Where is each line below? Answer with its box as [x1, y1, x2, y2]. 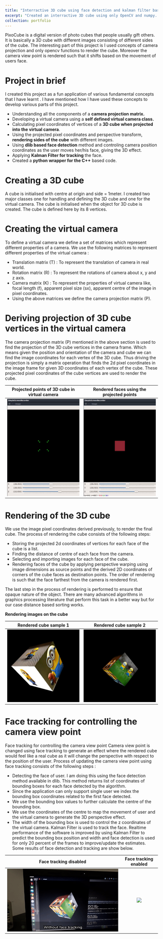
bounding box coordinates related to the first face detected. [12, 793, 132, 799]
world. [12, 265, 25, 271]
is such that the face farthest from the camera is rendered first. [12, 577, 138, 583]
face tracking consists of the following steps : [5, 763, 96, 769]
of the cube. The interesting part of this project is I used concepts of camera [5, 42, 158, 48]
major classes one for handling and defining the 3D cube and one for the [5, 196, 150, 202]
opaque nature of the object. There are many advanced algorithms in [5, 591, 143, 597]
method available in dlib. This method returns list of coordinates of [12, 778, 145, 783]
